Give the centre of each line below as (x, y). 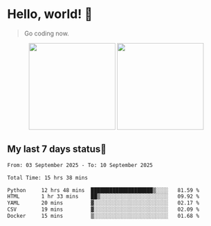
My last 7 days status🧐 (57, 149)
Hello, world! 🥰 (50, 14)
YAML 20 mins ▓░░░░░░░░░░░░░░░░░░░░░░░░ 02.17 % (103, 203)
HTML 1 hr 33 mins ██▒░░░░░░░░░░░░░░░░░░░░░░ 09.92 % (103, 197)
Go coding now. (46, 33)
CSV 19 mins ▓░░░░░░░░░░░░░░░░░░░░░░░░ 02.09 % (103, 210)
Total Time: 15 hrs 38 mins (48, 177)
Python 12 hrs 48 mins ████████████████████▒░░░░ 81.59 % (103, 190)
